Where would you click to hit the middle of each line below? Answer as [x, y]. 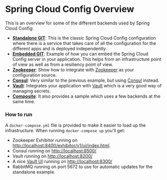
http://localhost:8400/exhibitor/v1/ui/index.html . [61, 146]
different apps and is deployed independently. [60, 48]
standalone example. [34, 172]
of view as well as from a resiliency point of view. [63, 64]
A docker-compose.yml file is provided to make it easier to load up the [76, 125]
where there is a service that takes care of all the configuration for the [84, 43]
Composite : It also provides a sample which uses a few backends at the [86, 96]
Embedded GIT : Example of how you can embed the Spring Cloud [80, 54]
